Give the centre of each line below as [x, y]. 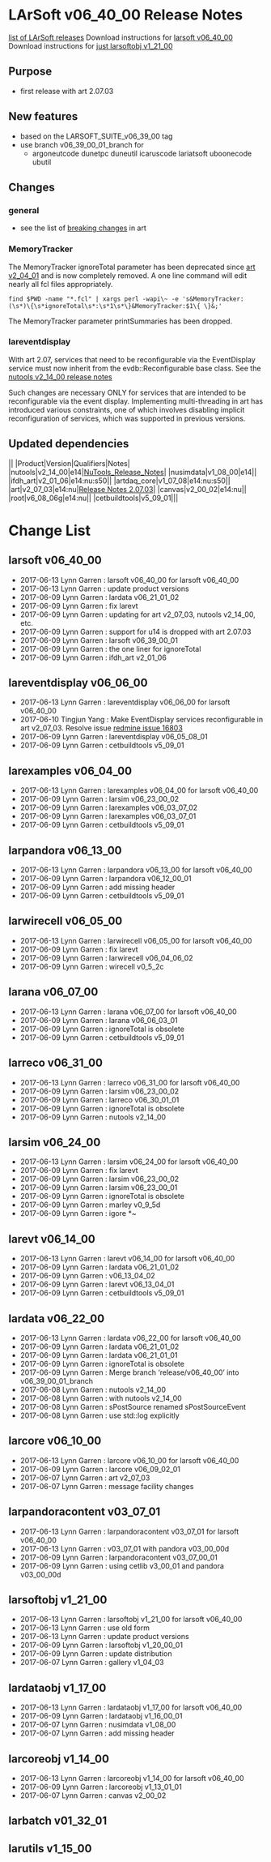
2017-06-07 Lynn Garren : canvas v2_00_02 [93, 1796]
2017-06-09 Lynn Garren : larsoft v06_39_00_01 [99, 640]
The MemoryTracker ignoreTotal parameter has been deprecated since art [132, 267]
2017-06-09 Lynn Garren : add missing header [97, 887]
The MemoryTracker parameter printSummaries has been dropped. [121, 321]
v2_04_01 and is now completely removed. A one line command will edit [128, 275]
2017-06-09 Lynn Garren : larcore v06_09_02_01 [100, 1469]
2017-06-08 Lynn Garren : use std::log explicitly [100, 1415]
